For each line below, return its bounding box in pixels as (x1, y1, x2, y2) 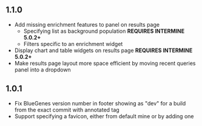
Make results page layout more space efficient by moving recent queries (14, 59, 196, 67)
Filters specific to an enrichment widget (23, 40, 123, 47)
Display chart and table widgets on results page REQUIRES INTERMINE (14, 47, 193, 54)
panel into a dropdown (14, 66, 71, 73)
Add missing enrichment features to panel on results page (14, 21, 160, 28)
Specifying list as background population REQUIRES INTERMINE (23, 27, 185, 35)
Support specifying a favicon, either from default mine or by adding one (14, 112, 194, 120)
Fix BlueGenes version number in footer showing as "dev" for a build (14, 99, 186, 107)
